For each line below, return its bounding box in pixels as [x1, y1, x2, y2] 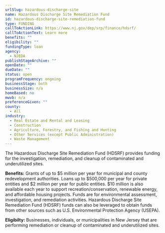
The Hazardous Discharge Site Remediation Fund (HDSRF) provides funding [5, 150, 160, 156]
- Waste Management [9, 137, 50, 142]
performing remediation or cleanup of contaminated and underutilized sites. [5, 222, 160, 229]
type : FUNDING [5, 21, 35, 26]
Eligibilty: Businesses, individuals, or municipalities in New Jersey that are [5, 217, 157, 223]
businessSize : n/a [5, 85, 43, 91]
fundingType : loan [5, 44, 43, 49]
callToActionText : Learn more [5, 30, 68, 35]
